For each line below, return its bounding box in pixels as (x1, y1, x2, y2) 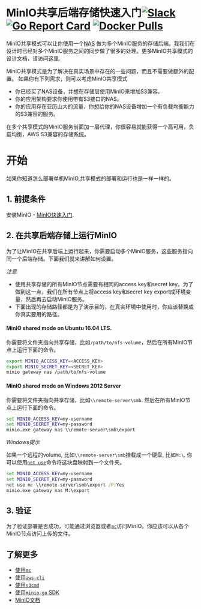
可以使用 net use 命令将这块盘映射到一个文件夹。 (6, 459, 125, 466)
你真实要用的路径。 (14, 310, 63, 317)
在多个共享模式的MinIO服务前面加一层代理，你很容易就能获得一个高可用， (6, 123, 189, 130)
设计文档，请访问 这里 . (6, 55, 61, 62)
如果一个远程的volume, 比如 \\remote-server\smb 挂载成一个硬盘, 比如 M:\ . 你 (6, 451, 193, 458)
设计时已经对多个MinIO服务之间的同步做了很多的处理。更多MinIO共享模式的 (6, 47, 193, 55)
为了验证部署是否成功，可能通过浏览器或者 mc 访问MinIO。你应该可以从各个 (6, 523, 190, 530)
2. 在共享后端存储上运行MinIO (6, 230, 117, 241)
